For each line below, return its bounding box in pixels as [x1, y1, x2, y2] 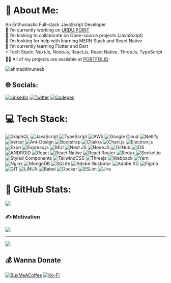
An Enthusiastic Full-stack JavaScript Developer [5, 21, 106, 27]
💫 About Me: [5, 5, 59, 16]
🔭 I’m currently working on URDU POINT [5, 26, 90, 33]
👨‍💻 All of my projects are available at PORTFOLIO [5, 56, 108, 62]
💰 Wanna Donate [5, 256, 61, 265]
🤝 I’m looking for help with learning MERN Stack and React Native [5, 38, 142, 44]
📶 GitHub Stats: [5, 183, 71, 195]
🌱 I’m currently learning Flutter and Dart [5, 43, 89, 49]
